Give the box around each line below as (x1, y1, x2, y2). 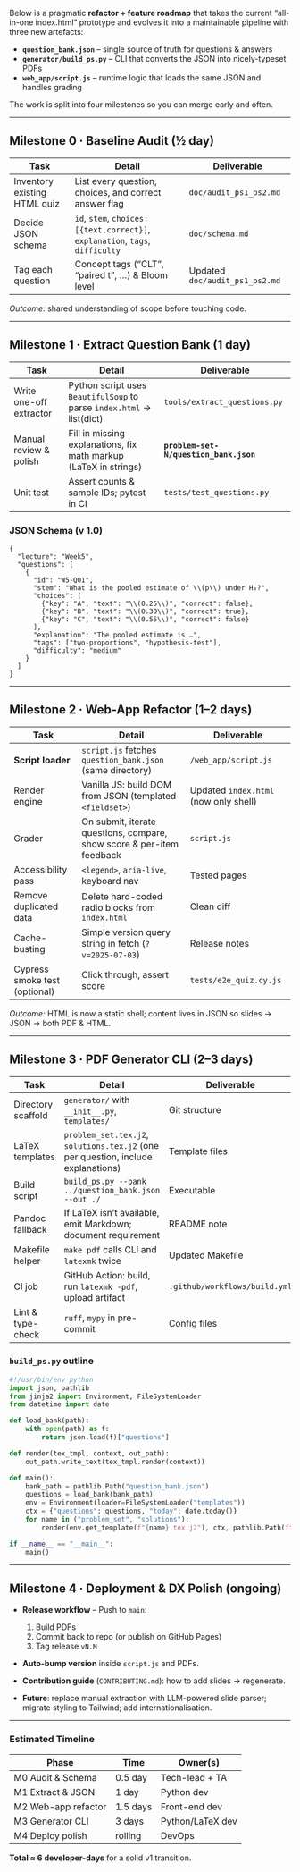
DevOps (160, 1829, 195, 1842)
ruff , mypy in (63, 1311, 116, 1324)
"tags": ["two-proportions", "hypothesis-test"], (32, 638, 221, 647)
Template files (168, 1144, 229, 1157)
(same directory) (81, 763, 152, 776)
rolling (115, 1829, 142, 1842)
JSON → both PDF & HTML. (9, 1017, 112, 1028)
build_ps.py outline (9, 1354, 95, 1367)
